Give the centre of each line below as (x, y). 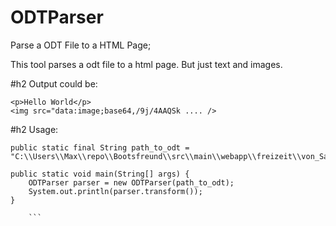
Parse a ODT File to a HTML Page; (81, 45)
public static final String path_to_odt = (100, 147)
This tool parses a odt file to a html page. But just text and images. (146, 64)
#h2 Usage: (34, 129)
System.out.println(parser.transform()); (115, 191)
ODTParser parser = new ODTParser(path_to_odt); (131, 182)
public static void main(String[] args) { (100, 174)
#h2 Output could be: (54, 83)
